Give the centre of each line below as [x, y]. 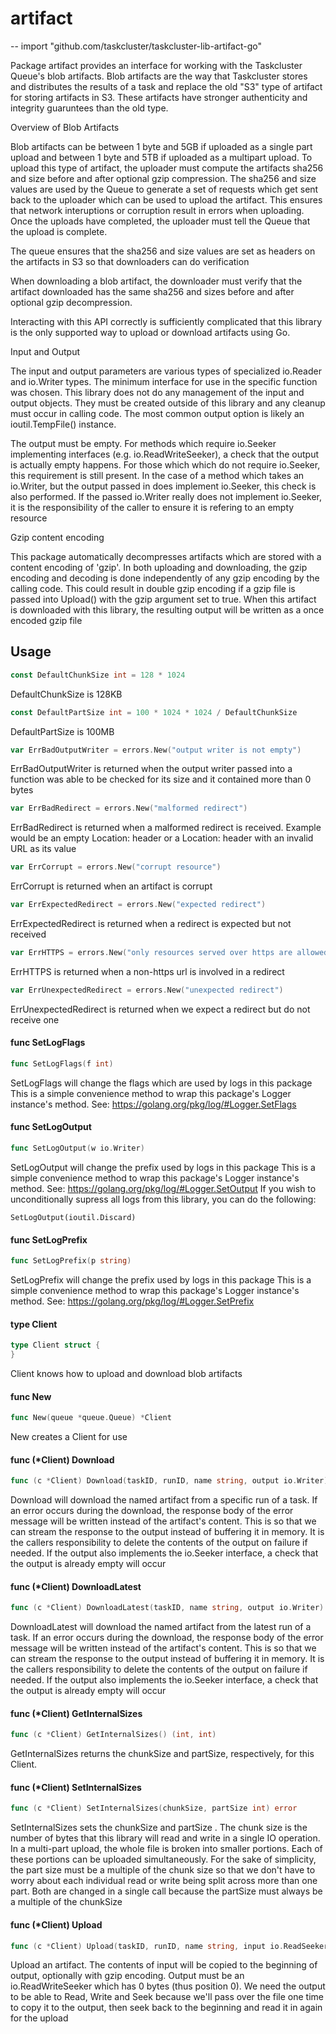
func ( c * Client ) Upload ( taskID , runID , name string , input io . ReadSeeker [169, 1946]
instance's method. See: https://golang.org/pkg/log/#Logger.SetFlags [153, 1104]
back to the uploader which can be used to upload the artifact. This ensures [166, 199]
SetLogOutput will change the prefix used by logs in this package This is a [163, 1167]
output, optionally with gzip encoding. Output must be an [127, 1976]
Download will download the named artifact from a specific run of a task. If [164, 1500]
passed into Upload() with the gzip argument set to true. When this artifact [163, 599]
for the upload [39, 2018]
